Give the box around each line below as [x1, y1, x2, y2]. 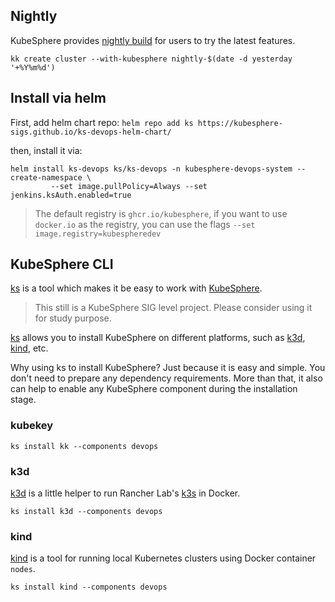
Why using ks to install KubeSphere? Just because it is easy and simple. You [10, 362, 326, 374]
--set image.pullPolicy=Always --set [50, 181, 208, 191]
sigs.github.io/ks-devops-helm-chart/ [10, 127, 172, 137]
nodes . [10, 563, 36, 575]
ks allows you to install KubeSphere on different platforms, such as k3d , [10, 332, 306, 344]
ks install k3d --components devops [10, 507, 163, 517]
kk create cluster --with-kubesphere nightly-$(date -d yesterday [10, 54, 293, 64]
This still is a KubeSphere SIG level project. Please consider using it [34, 302, 313, 314]
